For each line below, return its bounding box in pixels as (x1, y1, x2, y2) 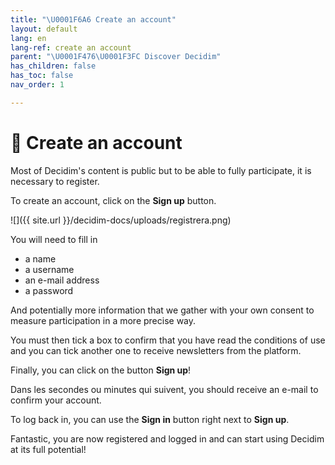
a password (24, 284, 74, 296)
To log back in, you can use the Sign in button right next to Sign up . (10, 413, 290, 425)
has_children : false (10, 61, 97, 71)
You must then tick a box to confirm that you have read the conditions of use (10, 334, 326, 346)
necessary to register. (10, 175, 100, 187)
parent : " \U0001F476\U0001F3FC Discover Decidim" (10, 52, 222, 62)
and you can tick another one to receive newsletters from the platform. (10, 344, 302, 356)
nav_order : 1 (10, 80, 65, 90)
